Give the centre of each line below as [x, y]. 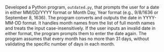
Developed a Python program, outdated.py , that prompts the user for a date [82, 7]
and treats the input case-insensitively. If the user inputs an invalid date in [81, 28]
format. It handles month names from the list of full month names [88, 23]
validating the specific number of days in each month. [60, 44]
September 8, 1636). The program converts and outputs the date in [74, 18]
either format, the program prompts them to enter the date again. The [76, 33]
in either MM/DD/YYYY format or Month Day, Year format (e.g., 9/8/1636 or [82, 12]
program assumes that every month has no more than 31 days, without [77, 39]
